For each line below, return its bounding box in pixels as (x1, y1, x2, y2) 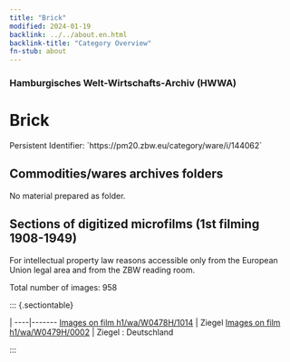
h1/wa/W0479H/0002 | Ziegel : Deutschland (9, 327, 174, 338)
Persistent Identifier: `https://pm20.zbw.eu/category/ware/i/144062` (9, 139, 263, 150)
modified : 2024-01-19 (9, 22, 92, 31)
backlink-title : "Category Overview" (9, 38, 152, 48)
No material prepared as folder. (9, 190, 126, 201)
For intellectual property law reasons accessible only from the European (9, 254, 278, 265)
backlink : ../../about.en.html (9, 30, 128, 39)
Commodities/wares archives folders (9, 167, 224, 182)
